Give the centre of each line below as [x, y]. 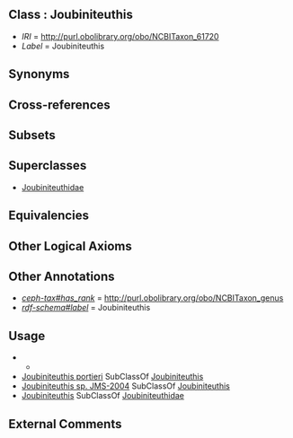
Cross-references [60, 105]
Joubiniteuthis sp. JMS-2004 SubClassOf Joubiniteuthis [125, 386]
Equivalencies [49, 216]
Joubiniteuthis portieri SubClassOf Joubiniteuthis [112, 377]
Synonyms [39, 74]
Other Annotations [62, 276]
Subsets [32, 135]
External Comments [65, 424]
